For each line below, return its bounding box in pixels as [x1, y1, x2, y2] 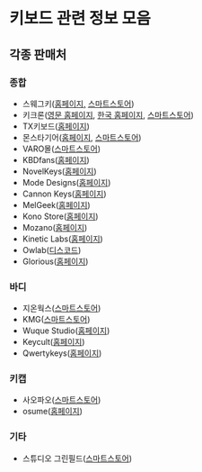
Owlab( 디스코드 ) [22, 244, 82, 255]
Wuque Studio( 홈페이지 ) [22, 325, 110, 336]
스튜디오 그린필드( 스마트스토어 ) [22, 452, 133, 464]
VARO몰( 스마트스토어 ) [22, 143, 101, 154]
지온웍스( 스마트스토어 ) [22, 303, 101, 313]
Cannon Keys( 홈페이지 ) [22, 188, 107, 199]
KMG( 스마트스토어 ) [22, 314, 91, 325]
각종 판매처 [9, 47, 67, 62]
